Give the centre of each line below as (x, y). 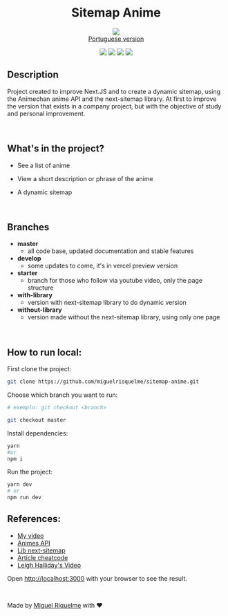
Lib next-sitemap (41, 550)
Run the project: (30, 472)
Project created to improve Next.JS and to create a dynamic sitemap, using (114, 91)
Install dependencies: (38, 433)
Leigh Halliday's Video (49, 565)
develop (29, 259)
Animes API (34, 543)
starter (27, 273)
